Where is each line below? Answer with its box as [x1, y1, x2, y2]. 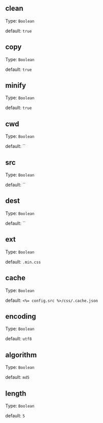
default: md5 [5, 374, 30, 380]
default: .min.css [5, 259, 41, 265]
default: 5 [5, 412, 25, 418]
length [5, 389, 27, 398]
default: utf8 [5, 336, 32, 342]
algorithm [5, 351, 37, 359]
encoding [5, 312, 37, 321]
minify [5, 81, 27, 90]
